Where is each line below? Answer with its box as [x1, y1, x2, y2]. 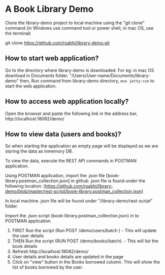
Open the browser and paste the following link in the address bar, [5, 110, 138, 117]
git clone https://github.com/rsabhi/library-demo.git [5, 39, 110, 45]
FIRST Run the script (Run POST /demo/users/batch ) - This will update [12, 228, 157, 234]
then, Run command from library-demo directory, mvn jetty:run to [19, 78, 155, 83]
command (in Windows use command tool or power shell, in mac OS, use [5, 25, 154, 31]
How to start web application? [5, 54, 99, 63]
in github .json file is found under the [70, 178, 145, 184]
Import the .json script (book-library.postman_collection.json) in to [5, 213, 139, 219]
